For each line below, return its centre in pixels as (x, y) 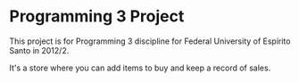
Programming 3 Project (97, 16)
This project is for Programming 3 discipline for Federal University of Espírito (150, 41)
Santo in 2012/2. (39, 50)
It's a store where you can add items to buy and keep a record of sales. (140, 68)
